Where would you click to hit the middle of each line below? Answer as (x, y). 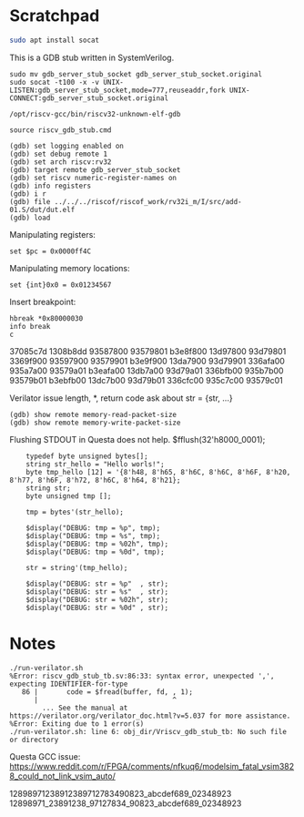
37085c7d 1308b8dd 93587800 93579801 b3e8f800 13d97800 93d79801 (148, 351)
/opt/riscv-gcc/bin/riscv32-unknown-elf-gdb (95, 114)
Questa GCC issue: (45, 756)
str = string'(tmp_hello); (77, 567)
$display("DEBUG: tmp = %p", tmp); (93, 528)
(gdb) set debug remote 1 (58, 154)
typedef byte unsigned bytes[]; (87, 456)
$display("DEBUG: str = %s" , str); (97, 592)
